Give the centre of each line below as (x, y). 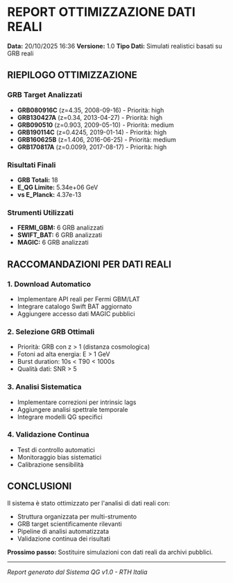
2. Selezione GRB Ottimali (51, 331)
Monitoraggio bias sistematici (59, 457)
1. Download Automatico (49, 284)
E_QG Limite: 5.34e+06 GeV (58, 187)
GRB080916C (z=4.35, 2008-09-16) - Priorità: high (90, 110)
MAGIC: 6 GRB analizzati (53, 243)
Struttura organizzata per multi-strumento (77, 516)
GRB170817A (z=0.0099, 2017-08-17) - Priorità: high (92, 147)
